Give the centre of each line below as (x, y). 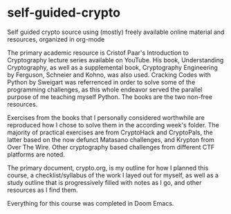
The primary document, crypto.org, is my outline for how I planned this (108, 168)
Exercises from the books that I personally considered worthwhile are (106, 117)
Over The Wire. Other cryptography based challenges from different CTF (111, 147)
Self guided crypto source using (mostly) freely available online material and (116, 32)
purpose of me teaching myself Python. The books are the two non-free (110, 97)
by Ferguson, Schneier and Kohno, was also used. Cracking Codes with (109, 75)
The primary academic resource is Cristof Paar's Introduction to (98, 53)
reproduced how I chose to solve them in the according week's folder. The (113, 125)
